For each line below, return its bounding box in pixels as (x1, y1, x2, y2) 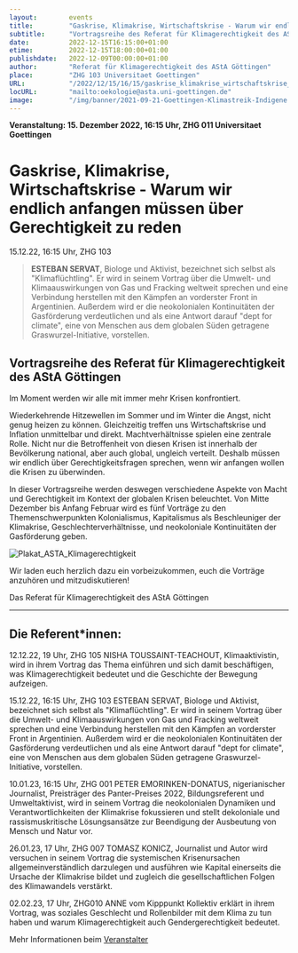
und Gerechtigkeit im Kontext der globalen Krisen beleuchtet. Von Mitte (9, 494, 270, 504)
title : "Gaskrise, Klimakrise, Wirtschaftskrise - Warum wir (9, 21, 272, 30)
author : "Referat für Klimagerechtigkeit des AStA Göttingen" (9, 63, 272, 72)
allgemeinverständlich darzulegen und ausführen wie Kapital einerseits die (9, 862, 282, 872)
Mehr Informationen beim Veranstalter (9, 933, 149, 944)
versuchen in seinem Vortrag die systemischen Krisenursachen (9, 852, 241, 862)
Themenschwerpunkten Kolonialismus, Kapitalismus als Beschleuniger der (9, 512, 281, 523)
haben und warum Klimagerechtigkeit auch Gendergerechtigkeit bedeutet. (9, 917, 280, 927)
